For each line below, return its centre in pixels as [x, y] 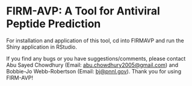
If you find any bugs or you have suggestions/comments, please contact [96, 58]
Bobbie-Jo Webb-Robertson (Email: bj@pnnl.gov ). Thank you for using [94, 71]
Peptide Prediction [54, 24]
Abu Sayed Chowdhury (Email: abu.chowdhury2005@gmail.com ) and [92, 65]
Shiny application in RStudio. [42, 47]
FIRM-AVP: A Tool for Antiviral [83, 11]
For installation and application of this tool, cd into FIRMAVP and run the [95, 40]
